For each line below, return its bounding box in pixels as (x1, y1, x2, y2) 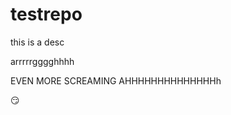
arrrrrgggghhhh (10, 55, 75, 67)
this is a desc (10, 36, 65, 48)
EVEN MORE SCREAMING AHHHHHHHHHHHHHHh (10, 74, 222, 87)
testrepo (10, 3, 83, 26)
